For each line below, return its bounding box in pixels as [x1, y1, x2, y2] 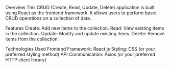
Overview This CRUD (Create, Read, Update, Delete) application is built [5, 5, 155, 10]
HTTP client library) [5, 57, 47, 63]
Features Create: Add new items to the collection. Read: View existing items [5, 25, 164, 31]
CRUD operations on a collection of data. [5, 15, 91, 21]
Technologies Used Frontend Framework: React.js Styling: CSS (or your [5, 46, 156, 52]
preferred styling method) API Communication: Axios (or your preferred [5, 51, 156, 57]
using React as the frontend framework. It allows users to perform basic [5, 10, 157, 16]
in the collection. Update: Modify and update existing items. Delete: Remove [5, 31, 165, 36]
